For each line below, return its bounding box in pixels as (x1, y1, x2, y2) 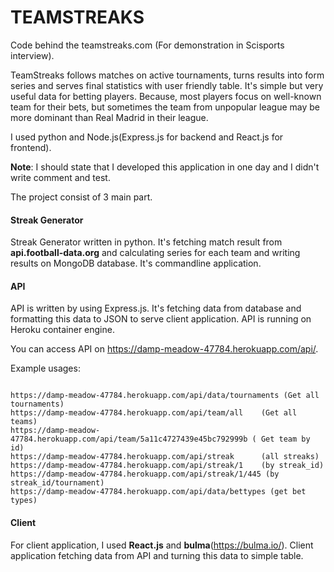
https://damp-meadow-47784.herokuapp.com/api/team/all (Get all (10, 408, 298, 418)
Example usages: (10, 362, 81, 375)
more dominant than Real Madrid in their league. (10, 111, 209, 123)
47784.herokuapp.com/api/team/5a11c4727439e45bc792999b (10, 434, 248, 445)
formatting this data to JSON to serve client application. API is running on (10, 313, 312, 325)
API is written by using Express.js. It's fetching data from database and (10, 302, 302, 315)
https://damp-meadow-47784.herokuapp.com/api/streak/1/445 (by (10, 469, 280, 480)
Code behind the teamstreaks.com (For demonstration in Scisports (10, 39, 285, 51)
